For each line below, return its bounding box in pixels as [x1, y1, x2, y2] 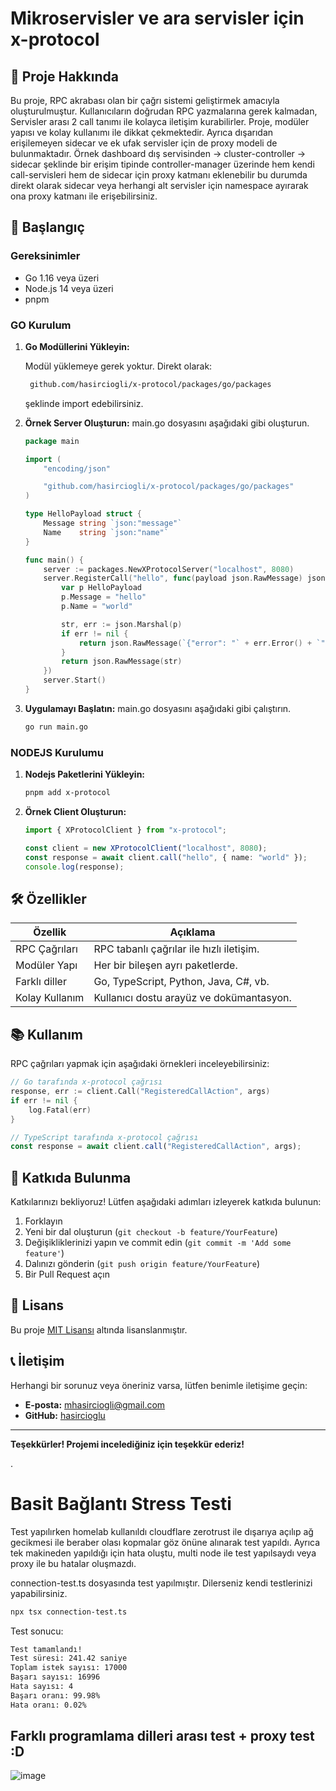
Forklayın [24, 1215, 63, 1227]
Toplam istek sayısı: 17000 [10, 1663, 128, 1673]
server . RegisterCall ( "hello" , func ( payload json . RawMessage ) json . [43, 573, 330, 584]
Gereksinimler [10, 249, 81, 263]
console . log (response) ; [24, 862, 125, 872]
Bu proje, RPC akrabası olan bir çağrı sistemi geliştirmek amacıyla [10, 95, 280, 106]
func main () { [24, 555, 84, 565]
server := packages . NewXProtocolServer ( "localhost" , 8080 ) [43, 564, 295, 574]
